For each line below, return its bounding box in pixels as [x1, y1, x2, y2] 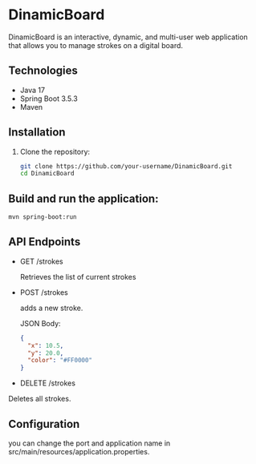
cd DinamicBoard [19, 170, 75, 178]
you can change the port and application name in [8, 438, 171, 448]
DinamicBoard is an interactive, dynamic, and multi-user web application [8, 32, 249, 42]
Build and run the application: [8, 192, 159, 205]
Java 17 [19, 85, 46, 95]
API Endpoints [8, 235, 81, 249]
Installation [8, 126, 66, 139]
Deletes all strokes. [8, 394, 71, 404]
